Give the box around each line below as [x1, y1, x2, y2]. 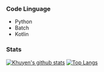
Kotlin [14, 31, 29, 38]
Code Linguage [6, 5, 51, 13]
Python [14, 18, 32, 25]
